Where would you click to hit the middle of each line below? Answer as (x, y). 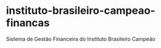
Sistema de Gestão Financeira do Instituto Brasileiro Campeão (81, 39)
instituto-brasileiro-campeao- (81, 11)
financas (28, 23)
